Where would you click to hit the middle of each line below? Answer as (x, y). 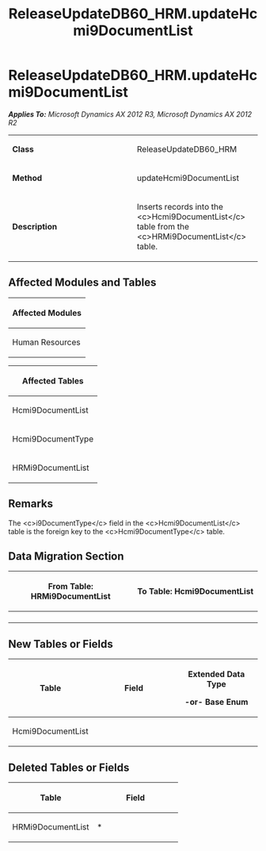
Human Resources (46, 342)
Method (27, 178)
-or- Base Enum (217, 702)
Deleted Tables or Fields (69, 767)
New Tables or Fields (61, 644)
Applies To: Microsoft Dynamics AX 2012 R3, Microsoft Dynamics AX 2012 (130, 114)
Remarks (31, 504)
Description (35, 226)
